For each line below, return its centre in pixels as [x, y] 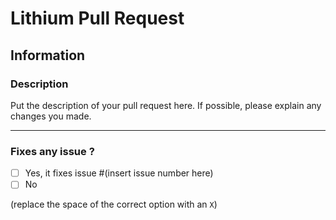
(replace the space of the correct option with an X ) [114, 204]
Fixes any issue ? [52, 151]
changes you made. [51, 116]
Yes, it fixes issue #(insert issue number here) [119, 173]
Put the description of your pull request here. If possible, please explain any [166, 105]
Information [48, 55]
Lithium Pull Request [97, 18]
